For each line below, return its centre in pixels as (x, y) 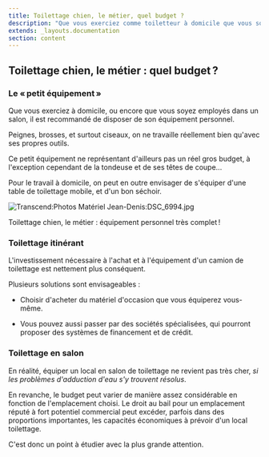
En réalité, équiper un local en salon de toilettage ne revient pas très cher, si (133, 371)
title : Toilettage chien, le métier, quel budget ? (96, 16)
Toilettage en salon (46, 353)
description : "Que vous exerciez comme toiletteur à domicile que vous (130, 23)
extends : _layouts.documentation (64, 30)
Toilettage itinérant (46, 243)
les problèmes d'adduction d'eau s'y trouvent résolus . (97, 379)
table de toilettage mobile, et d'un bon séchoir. (85, 191)
